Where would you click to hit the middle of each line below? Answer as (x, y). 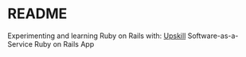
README (37, 14)
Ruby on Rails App (64, 44)
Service (20, 44)
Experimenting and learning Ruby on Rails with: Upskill (97, 36)
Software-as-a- (213, 36)
